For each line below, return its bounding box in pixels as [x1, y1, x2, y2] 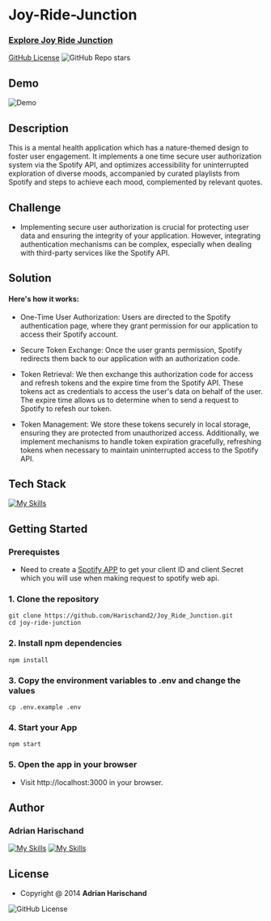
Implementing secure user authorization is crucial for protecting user [19, 222, 249, 231]
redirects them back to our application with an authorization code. [19, 354, 240, 363]
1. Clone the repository [8, 593, 100, 605]
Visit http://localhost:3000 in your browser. [19, 777, 163, 787]
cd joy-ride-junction [8, 619, 82, 627]
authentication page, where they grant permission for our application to [19, 320, 259, 330]
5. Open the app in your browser [8, 759, 138, 770]
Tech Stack [8, 477, 66, 490]
